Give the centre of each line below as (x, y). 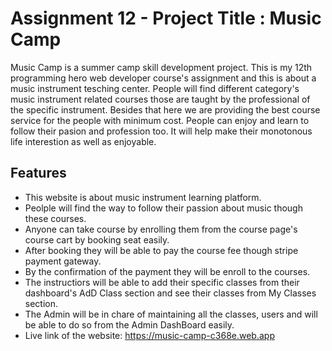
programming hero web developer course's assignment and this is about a (163, 78)
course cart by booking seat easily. (97, 239)
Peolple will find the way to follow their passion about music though (163, 208)
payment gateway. (63, 261)
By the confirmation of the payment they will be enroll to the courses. (167, 271)
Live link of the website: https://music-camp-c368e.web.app (149, 335)
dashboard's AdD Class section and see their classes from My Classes (170, 293)
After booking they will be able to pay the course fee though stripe (161, 250)
